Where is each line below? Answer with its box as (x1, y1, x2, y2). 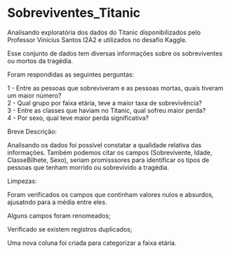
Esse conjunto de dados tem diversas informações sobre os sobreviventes (7, 49, 223, 58)
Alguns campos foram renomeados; (7, 211, 111, 220)
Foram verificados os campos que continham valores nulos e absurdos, (7, 190, 214, 199)
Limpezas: (7, 177, 37, 185)
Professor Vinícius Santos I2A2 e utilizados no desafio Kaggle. (7, 35, 187, 44)
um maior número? (7, 91, 62, 100)
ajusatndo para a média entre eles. (7, 198, 107, 206)
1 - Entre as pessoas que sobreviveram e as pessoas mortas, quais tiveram (7, 83, 224, 92)
